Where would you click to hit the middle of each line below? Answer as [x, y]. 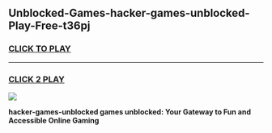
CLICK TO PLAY [40, 49]
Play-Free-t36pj [49, 26]
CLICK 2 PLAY [36, 79]
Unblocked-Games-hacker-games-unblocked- [129, 13]
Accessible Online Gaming [54, 120]
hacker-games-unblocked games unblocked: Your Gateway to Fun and [130, 111]
